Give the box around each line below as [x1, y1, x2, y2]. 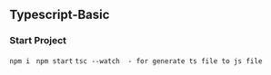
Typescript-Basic [9, 7, 110, 23]
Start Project [9, 34, 66, 47]
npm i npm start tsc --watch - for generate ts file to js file [9, 56, 263, 66]
